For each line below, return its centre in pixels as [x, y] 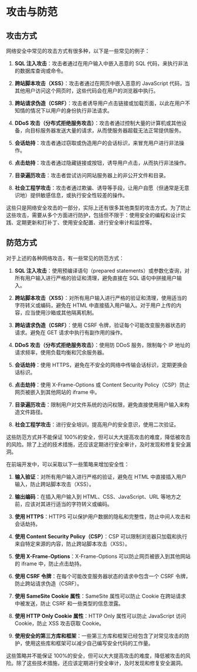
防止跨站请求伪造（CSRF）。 [48, 583]
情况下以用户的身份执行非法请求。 [71, 110]
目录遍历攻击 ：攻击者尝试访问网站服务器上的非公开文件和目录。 [91, 175]
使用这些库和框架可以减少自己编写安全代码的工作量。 [89, 643]
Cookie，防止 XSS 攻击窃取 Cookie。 [59, 623]
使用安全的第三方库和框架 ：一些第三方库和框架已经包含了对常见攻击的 [99, 635]
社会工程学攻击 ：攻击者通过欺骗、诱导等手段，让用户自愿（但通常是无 [99, 188]
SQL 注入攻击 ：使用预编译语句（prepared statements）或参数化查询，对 [102, 270]
